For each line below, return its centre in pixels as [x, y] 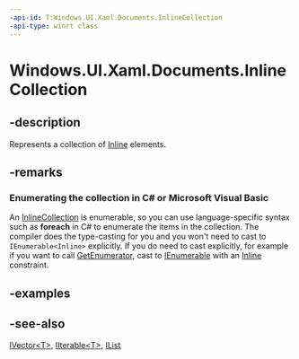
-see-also [37, 324]
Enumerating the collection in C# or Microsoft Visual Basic [139, 197]
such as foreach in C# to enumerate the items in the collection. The [134, 227]
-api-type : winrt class [54, 26]
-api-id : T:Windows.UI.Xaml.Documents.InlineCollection [116, 18]
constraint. [29, 265]
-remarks [36, 172]
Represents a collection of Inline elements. [88, 144]
